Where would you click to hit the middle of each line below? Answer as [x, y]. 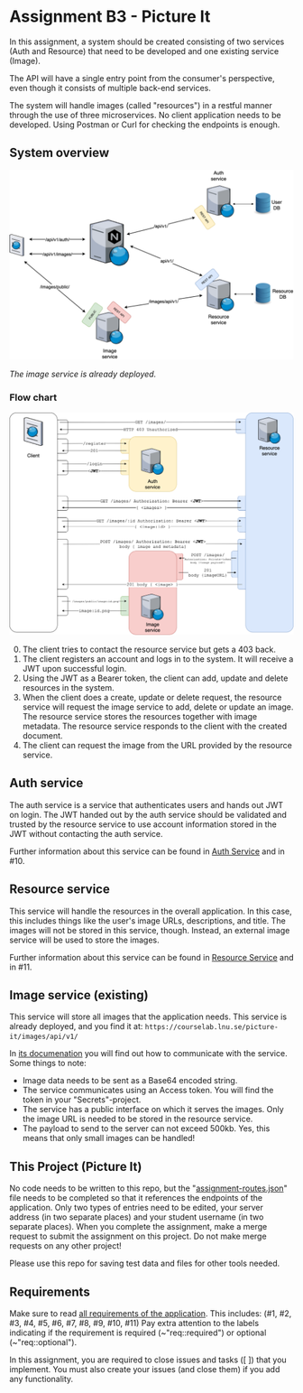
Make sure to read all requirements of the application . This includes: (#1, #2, [151, 1314]
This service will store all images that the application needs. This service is [148, 1017]
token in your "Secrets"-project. [82, 1100]
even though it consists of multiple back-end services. [110, 88]
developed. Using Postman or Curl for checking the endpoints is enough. [145, 125]
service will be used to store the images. [84, 940]
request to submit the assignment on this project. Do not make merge [138, 1236]
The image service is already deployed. [83, 374]
